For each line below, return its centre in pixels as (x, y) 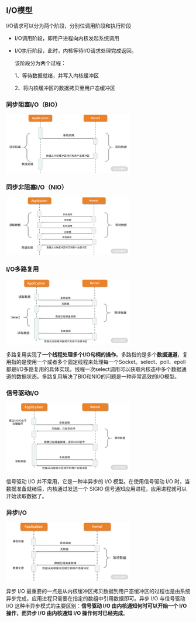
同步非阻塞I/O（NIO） (37, 187)
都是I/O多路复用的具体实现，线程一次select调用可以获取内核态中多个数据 (94, 369)
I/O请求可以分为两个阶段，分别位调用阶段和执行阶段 (69, 26)
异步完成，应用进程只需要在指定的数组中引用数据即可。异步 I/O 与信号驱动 (96, 598)
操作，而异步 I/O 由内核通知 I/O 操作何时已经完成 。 (67, 613)
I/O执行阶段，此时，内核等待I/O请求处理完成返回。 (75, 50)
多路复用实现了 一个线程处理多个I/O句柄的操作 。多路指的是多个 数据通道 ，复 (97, 354)
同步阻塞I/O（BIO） (34, 104)
